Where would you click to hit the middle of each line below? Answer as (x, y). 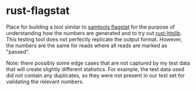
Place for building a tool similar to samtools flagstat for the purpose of (90, 27)
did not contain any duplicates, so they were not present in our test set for (95, 75)
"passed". (18, 51)
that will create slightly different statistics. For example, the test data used (95, 69)
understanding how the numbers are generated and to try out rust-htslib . (94, 33)
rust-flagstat (38, 11)
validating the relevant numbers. (45, 81)
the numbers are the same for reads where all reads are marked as (87, 45)
